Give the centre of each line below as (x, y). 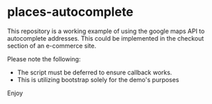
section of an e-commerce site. (52, 45)
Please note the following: (44, 59)
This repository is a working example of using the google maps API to (106, 31)
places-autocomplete (70, 12)
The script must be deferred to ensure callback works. (95, 72)
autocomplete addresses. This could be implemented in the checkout (106, 38)
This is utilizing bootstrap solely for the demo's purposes (98, 79)
